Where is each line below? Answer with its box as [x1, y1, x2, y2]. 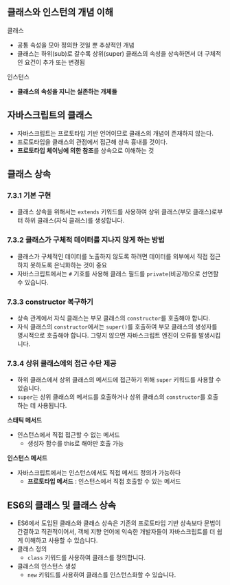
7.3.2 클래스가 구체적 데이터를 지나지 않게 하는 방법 [7, 235, 165, 245]
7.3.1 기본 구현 [7, 190, 51, 200]
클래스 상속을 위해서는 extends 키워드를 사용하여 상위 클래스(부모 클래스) [16, 207, 212, 216]
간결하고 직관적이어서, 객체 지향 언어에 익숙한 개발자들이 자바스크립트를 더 [16, 528, 216, 536]
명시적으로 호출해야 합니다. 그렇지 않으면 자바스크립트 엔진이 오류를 [16, 331, 197, 339]
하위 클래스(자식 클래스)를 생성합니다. [24, 216, 125, 225]
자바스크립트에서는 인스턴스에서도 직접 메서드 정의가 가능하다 [16, 469, 181, 477]
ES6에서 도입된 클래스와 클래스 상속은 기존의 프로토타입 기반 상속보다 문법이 [16, 519, 221, 527]
